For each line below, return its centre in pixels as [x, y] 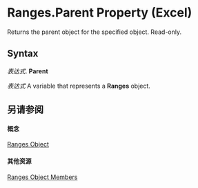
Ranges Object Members [42, 177]
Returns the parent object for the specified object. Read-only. [95, 32]
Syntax [23, 54]
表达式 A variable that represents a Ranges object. [79, 86]
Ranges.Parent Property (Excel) [100, 13]
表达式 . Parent [28, 71]
